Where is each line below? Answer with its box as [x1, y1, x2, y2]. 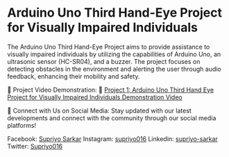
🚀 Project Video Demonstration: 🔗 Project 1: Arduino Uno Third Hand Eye [7, 85, 214, 94]
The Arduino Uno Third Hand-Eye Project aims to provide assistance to [7, 42, 210, 51]
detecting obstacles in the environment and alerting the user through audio [7, 65, 221, 73]
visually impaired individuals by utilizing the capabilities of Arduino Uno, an [7, 50, 221, 58]
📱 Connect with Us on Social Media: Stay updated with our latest [7, 106, 192, 115]
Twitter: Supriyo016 [7, 142, 63, 150]
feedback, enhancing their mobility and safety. [7, 72, 140, 81]
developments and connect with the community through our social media [7, 113, 217, 122]
